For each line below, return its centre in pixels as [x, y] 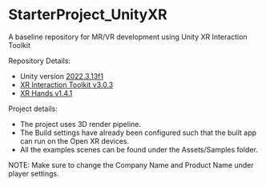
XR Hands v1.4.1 [46, 93]
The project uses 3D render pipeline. [81, 124]
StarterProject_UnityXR [88, 15]
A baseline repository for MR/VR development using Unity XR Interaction [128, 37]
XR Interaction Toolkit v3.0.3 [66, 85]
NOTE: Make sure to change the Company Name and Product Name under [131, 164]
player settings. [34, 173]
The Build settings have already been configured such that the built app [138, 133]
